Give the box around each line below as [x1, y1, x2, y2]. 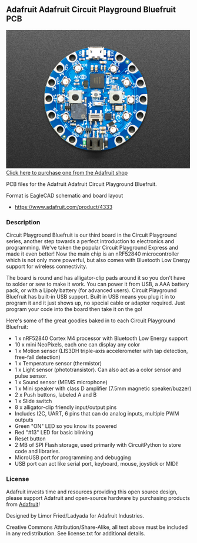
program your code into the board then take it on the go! [6, 306, 143, 313]
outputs [14, 416, 34, 424]
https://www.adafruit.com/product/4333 [14, 203, 113, 210]
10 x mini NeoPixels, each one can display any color [14, 341, 141, 348]
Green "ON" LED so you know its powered [14, 423, 117, 430]
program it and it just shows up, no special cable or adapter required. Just [6, 299, 185, 306]
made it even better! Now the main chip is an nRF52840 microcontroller [6, 250, 179, 257]
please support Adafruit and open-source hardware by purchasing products [6, 495, 190, 502]
